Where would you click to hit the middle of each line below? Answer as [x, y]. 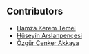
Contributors [35, 11]
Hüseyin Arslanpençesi [49, 35]
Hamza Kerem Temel [46, 28]
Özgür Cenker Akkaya [48, 43]
